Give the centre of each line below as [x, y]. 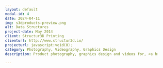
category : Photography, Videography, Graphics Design [61, 49]
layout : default [21, 9]
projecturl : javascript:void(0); [39, 45]
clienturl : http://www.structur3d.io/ [44, 41]
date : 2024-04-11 [23, 18]
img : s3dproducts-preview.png [36, 23]
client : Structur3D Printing [34, 36]
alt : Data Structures [27, 27]
